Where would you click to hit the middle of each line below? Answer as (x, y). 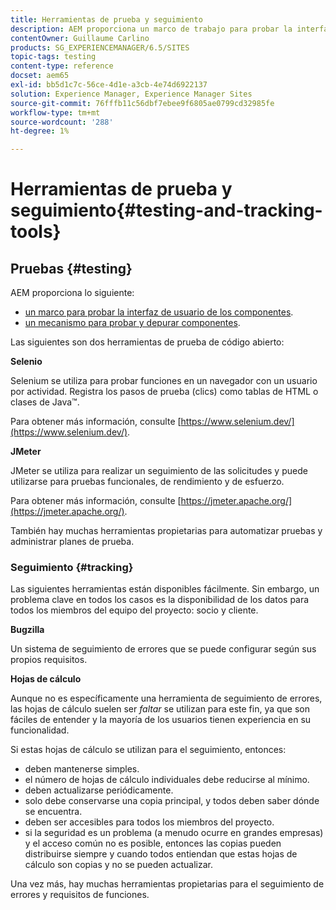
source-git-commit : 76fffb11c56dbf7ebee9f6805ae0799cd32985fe (142, 103)
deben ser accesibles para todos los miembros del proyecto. (149, 822)
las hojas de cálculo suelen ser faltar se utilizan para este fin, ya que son (160, 709)
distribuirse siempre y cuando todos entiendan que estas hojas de (161, 854)
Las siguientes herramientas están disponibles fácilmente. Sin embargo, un (165, 589)
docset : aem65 (40, 76)
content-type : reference (62, 66)
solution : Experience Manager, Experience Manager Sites (131, 94)
